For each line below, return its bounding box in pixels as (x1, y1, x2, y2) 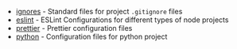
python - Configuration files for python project (15, 32, 168, 41)
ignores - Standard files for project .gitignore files (15, 7, 183, 16)
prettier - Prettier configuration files (15, 24, 133, 32)
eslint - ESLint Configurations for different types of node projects (15, 15, 229, 24)
